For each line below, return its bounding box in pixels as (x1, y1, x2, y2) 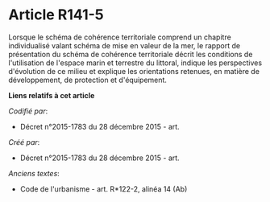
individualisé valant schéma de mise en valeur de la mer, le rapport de (8, 40, 240, 50)
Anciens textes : (8, 168, 60, 178)
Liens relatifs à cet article (8, 90, 95, 100)
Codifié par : (8, 106, 48, 116)
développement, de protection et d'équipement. (8, 75, 168, 85)
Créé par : (8, 137, 40, 146)
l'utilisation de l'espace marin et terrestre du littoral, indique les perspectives (8, 58, 263, 68)
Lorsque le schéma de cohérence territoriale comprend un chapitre (8, 32, 231, 42)
